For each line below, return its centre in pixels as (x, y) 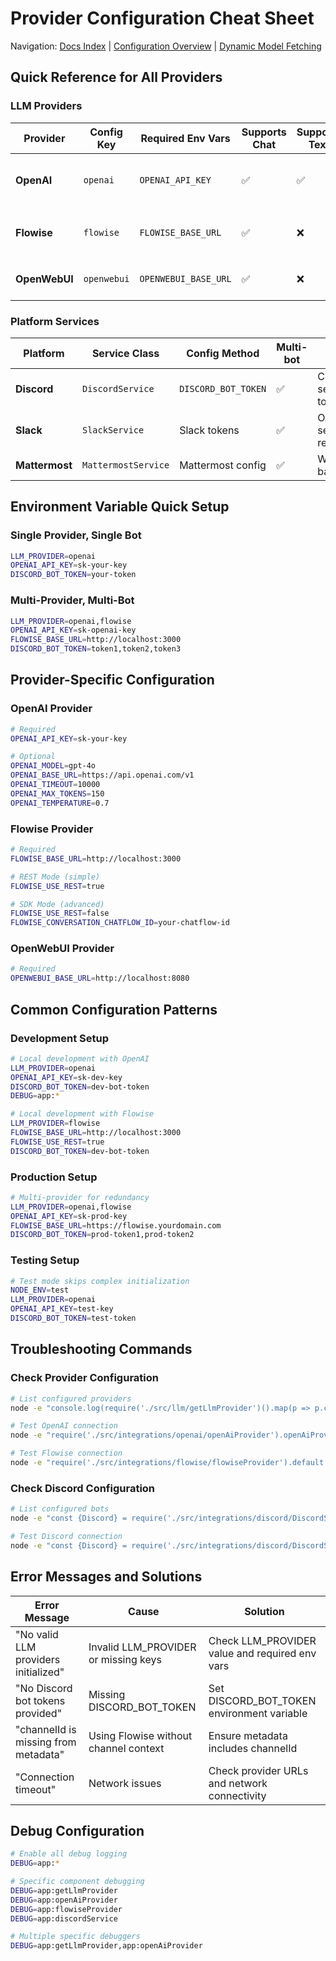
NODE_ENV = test (40, 1290)
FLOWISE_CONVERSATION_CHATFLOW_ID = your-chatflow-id (120, 923)
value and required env (262, 1653)
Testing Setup (45, 1260)
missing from (46, 1742)
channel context (126, 1748)
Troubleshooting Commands (101, 1349)
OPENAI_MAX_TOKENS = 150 (57, 793)
